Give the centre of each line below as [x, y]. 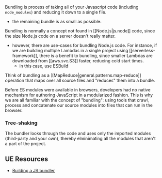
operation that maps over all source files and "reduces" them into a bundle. [80, 80]
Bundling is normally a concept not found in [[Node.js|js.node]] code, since [80, 31]
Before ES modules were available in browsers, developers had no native [78, 90]
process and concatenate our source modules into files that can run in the [79, 105]
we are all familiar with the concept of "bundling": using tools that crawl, [77, 100]
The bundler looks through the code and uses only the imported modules [78, 133]
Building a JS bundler [33, 171]
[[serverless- [142, 51]
